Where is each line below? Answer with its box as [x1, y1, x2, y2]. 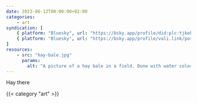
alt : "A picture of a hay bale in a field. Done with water [27, 63, 177, 69]
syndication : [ [6, 25, 43, 31]
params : [21, 57, 41, 63]
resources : [6, 47, 33, 53]
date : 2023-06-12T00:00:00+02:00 [6, 8, 88, 15]
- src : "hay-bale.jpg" [16, 52, 72, 58]
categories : [6, 14, 35, 20]
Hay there [6, 79, 30, 86]
